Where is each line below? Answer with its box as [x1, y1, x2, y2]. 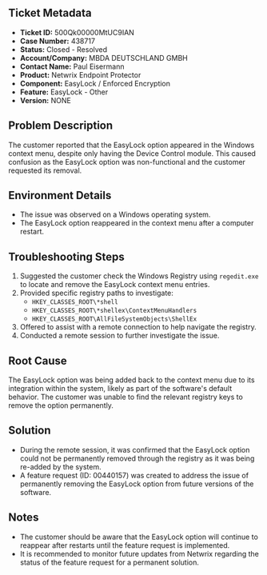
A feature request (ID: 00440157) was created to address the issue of [19, 470, 249, 480]
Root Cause [8, 353, 68, 367]
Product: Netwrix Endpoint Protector [19, 70, 141, 79]
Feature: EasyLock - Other [19, 87, 109, 97]
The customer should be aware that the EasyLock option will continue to [19, 532, 258, 541]
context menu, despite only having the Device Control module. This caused [8, 148, 256, 158]
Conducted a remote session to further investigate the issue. [19, 331, 220, 341]
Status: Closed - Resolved [19, 44, 108, 54]
